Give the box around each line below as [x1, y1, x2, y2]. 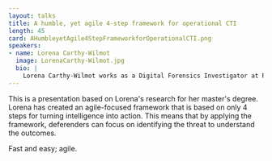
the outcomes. [8, 128, 57, 138]
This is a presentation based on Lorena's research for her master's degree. [8, 93, 259, 103]
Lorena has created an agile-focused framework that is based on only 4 [8, 102, 249, 112]
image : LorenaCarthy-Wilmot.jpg [15, 57, 125, 65]
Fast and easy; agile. [8, 143, 78, 153]
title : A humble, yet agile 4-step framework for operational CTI [8, 19, 237, 27]
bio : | [15, 64, 38, 72]
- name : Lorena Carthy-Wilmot [8, 49, 111, 57]
